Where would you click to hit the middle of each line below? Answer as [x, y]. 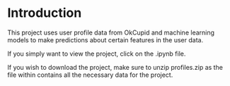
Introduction [45, 13]
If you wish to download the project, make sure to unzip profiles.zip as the [115, 67]
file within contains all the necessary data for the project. [90, 75]
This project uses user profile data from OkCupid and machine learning [111, 32]
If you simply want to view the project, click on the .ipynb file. [97, 54]
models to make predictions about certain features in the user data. [105, 39]
